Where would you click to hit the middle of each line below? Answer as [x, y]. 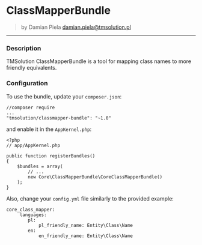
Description [24, 48]
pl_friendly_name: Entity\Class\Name [86, 225]
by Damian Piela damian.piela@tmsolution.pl [76, 27]
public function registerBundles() [51, 156]
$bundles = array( [40, 166]
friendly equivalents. [32, 68]
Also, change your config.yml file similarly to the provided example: [90, 198]
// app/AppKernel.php [33, 145]
